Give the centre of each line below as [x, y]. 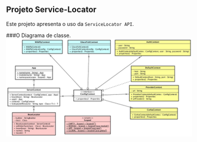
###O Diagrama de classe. [39, 35]
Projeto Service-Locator [51, 10]
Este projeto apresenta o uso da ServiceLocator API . [70, 24]
